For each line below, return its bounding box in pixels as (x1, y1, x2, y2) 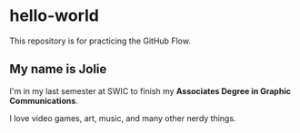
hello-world (9, 5, 100, 26)
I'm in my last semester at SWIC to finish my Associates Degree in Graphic (9, 85, 291, 96)
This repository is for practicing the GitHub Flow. (9, 35, 191, 46)
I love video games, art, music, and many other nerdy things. (9, 112, 236, 123)
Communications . (9, 95, 79, 106)
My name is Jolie (9, 62, 107, 77)
